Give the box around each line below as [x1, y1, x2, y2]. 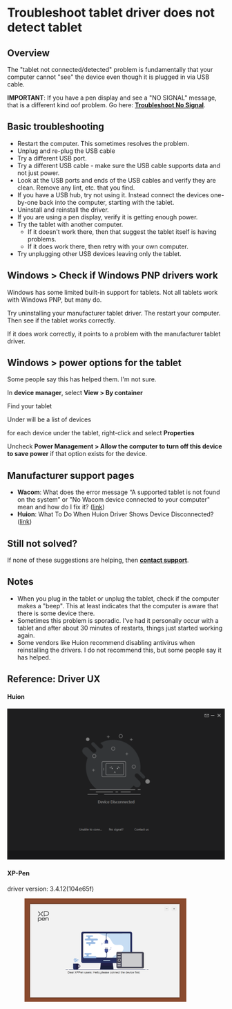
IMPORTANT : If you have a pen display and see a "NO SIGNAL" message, [7, 93, 217, 102]
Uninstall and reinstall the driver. [17, 206, 109, 214]
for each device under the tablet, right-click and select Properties [7, 429, 195, 437]
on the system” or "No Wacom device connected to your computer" [17, 496, 211, 504]
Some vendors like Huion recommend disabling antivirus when [17, 638, 195, 646]
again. [17, 631, 35, 639]
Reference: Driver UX [7, 673, 101, 685]
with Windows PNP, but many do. [7, 296, 102, 304]
